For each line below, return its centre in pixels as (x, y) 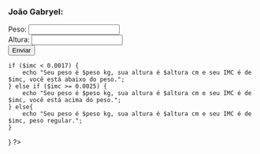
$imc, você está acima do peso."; (65, 101)
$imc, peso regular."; (45, 121)
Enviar (22, 51)
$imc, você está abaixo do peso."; (67, 80)
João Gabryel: (36, 12)
